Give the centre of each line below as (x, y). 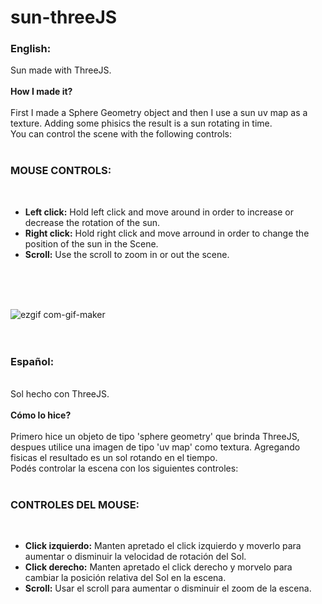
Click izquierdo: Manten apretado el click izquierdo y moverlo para (163, 546)
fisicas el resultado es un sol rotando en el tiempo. (114, 458)
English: (31, 49)
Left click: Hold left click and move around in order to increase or (159, 212)
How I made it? (41, 92)
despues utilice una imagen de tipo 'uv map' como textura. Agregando (155, 447)
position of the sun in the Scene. (91, 243)
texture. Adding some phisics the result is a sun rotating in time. (141, 123)
